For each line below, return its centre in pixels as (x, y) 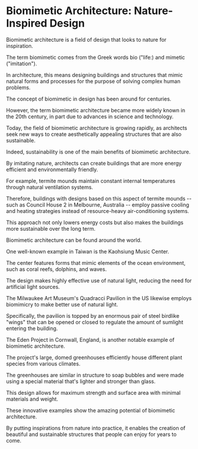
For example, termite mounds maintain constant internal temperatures (91, 181)
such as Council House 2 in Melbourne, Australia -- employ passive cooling (98, 205)
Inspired (27, 23)
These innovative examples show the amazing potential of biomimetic (91, 410)
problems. (18, 87)
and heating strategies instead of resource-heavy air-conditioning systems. (98, 211)
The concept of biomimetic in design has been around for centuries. (89, 99)
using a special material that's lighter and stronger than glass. (81, 381)
